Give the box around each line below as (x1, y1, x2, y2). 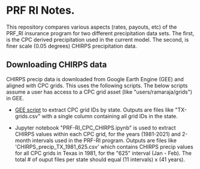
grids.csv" (14, 112, 41, 119)
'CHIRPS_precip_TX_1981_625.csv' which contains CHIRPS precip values (14, 143, 193, 150)
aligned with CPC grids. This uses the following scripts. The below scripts (6, 82, 188, 89)
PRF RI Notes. (6, 4, 75, 17)
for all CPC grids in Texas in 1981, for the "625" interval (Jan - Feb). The (14, 149, 192, 156)
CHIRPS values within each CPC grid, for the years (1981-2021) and (14, 130, 181, 137)
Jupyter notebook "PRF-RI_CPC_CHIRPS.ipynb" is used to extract (14, 124, 176, 131)
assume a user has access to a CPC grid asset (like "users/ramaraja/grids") (6, 88, 193, 96)
